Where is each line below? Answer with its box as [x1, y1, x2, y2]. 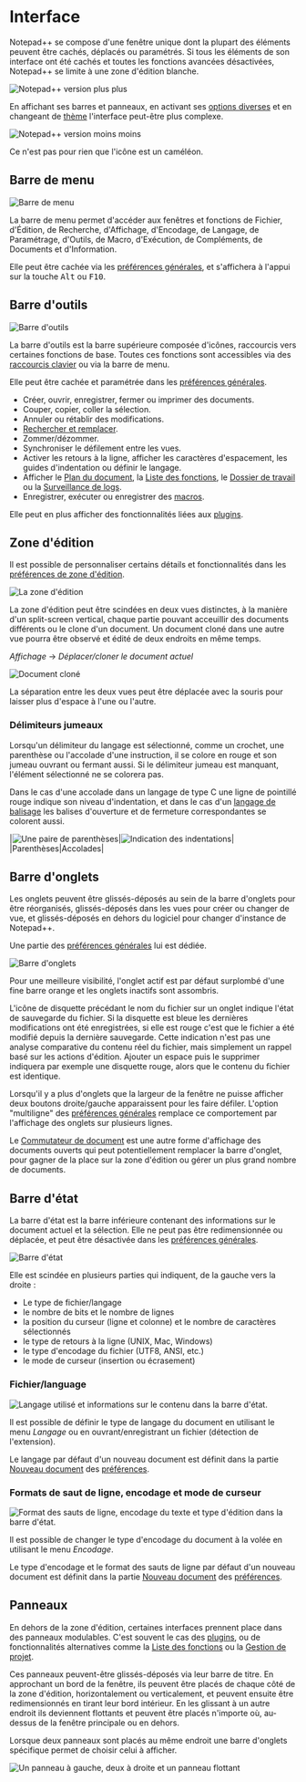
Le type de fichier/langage [22, 1297, 122, 1308]
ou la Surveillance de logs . [22, 481, 122, 492]
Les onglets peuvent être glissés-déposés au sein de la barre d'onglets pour [9, 893, 296, 904]
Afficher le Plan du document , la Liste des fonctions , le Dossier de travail [22, 472, 296, 483]
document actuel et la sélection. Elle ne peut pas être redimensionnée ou [9, 1224, 283, 1235]
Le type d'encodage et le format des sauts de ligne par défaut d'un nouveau [9, 1561, 296, 1572]
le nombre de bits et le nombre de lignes [22, 1307, 175, 1318]
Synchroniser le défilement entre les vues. [22, 443, 182, 453]
